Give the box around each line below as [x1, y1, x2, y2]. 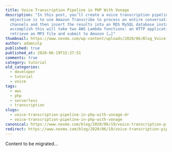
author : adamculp [5, 41, 42, 46]
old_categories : [5, 64, 40, 70]
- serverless [10, 98, 38, 103]
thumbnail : [5, 36, 29, 41]
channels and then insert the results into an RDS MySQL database [10, 21, 155, 27]
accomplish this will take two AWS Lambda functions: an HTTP [10, 27, 145, 32]
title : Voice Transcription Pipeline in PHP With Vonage [5, 7, 130, 13]
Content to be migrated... [5, 140, 58, 146]
